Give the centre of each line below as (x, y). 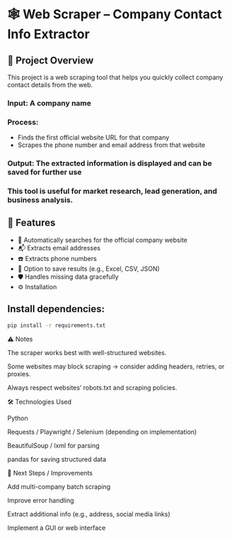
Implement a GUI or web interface (57, 528)
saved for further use (45, 173)
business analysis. (40, 200)
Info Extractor (48, 34)
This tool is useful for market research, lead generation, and (112, 191)
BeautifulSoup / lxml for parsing (54, 445)
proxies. (19, 373)
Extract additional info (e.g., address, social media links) (89, 514)
